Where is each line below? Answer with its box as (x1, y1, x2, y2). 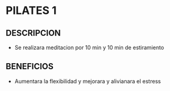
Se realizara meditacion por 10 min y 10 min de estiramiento (14, 44, 165, 51)
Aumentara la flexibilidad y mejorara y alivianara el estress (14, 77, 161, 85)
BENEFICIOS (5, 61, 54, 72)
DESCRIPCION (5, 28, 62, 38)
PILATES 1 (5, 4, 57, 18)
